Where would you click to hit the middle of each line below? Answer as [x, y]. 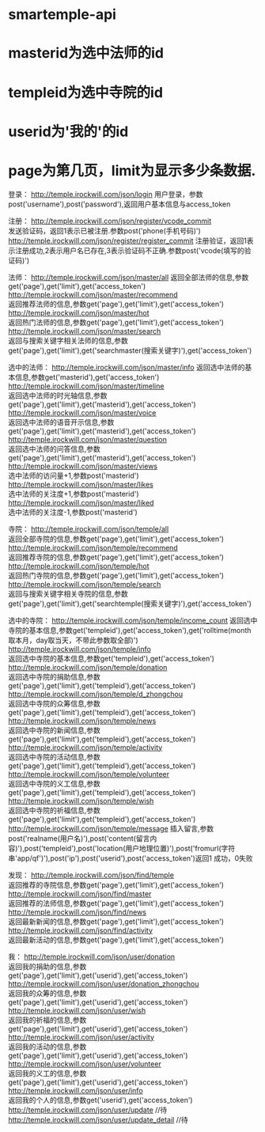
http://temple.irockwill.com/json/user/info [76, 1090]
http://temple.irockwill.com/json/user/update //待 [88, 1110]
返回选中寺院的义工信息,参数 [55, 783]
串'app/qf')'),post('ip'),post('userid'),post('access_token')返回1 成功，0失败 [131, 858]
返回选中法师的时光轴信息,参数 [58, 395]
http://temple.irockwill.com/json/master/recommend [93, 294]
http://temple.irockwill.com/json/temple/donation [88, 667]
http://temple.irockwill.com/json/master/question [88, 439]
